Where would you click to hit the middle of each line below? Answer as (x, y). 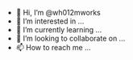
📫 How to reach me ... (53, 47)
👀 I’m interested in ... (50, 21)
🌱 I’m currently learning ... (59, 30)
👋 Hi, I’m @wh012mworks (58, 13)
